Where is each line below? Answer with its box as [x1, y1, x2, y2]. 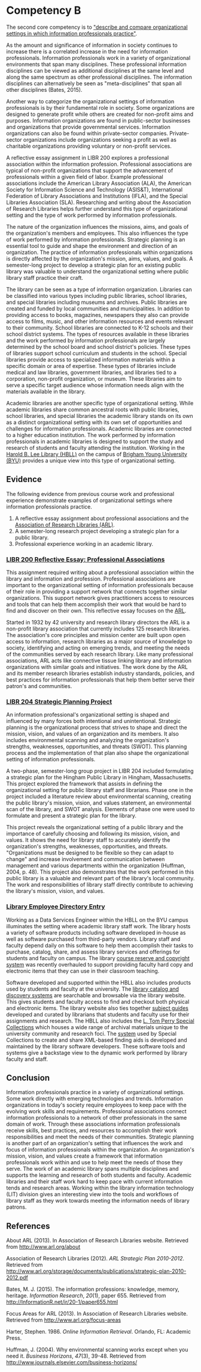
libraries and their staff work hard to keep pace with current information [6, 1178, 183, 1185]
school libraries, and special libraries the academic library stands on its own [6, 412, 193, 419]
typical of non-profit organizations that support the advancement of [6, 166, 173, 174]
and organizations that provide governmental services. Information [6, 123, 170, 130]
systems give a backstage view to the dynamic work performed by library [6, 1049, 188, 1056]
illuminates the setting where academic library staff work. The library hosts [6, 922, 191, 929]
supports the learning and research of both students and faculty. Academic [6, 1171, 192, 1179]
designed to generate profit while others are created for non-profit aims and [6, 110, 194, 118]
